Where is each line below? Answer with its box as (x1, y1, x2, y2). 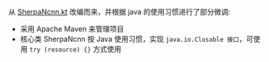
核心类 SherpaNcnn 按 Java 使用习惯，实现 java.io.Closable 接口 (19, 35, 240, 43)
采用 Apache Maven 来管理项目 (19, 24, 124, 34)
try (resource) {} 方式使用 (29, 44, 122, 54)
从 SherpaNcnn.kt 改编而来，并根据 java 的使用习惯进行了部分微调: (8, 7, 231, 16)
